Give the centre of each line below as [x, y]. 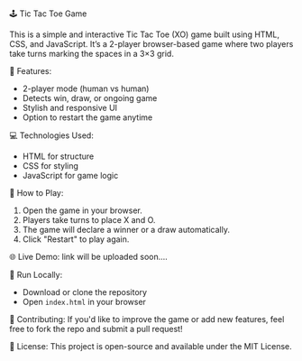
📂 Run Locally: [36, 275]
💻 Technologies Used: [52, 135]
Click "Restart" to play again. [76, 239]
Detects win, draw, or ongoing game [90, 98]
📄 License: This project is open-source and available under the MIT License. [151, 346]
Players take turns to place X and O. [89, 220]
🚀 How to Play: [37, 193]
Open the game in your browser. [82, 210]
